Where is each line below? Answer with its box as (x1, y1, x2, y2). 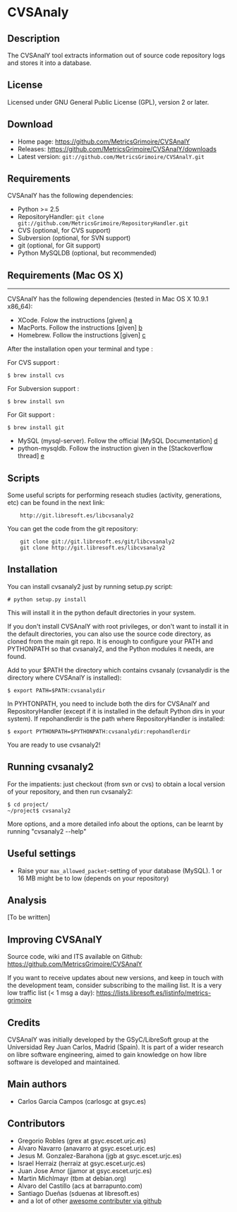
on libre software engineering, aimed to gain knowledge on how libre (7, 1050, 207, 1059)
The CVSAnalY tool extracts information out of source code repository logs (7, 51, 226, 59)
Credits (7, 1016, 41, 1029)
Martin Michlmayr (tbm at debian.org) (17, 1174, 127, 1182)
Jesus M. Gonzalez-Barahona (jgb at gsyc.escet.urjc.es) (17, 1151, 182, 1160)
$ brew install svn (7, 398, 65, 405)
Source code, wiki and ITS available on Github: (7, 952, 143, 961)
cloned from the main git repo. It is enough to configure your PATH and (7, 637, 213, 646)
